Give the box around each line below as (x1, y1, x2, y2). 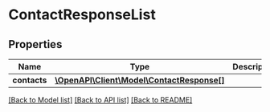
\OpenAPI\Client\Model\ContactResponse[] (55, 74, 225, 86)
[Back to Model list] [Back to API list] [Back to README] (8, 95, 193, 105)
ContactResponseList (8, 6, 157, 24)
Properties (8, 38, 63, 51)
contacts (12, 74, 47, 86)
